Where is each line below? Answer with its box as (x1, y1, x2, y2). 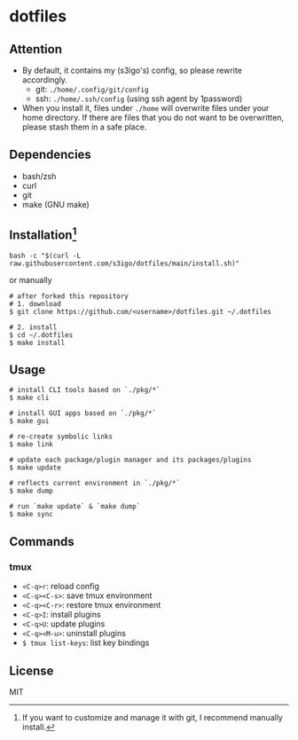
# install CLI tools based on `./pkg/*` (9, 386, 161, 395)
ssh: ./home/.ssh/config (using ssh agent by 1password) (35, 93, 243, 104)
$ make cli (9, 393, 50, 403)
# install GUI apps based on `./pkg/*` (9, 409, 157, 418)
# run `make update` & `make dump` (9, 502, 141, 511)
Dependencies (9, 147, 91, 162)
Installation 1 (9, 224, 77, 243)
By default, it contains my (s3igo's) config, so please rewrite (21, 65, 242, 75)
